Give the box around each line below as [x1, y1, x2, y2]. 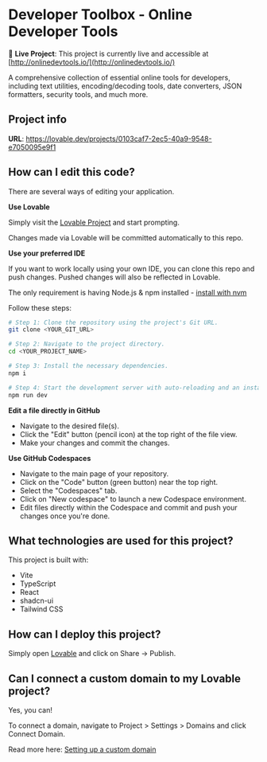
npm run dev [8, 391, 48, 399]
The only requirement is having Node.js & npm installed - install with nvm [8, 287, 247, 297]
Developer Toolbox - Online [8, 6, 193, 24]
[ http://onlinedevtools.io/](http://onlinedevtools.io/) [8, 57, 176, 67]
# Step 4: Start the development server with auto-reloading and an [8, 384, 240, 392]
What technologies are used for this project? [8, 533, 234, 547]
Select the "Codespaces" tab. [19, 486, 118, 495]
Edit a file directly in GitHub [8, 405, 101, 415]
